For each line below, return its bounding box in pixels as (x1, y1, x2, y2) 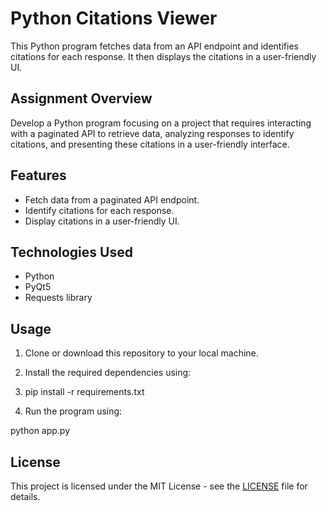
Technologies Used (10, 243, 133, 261)
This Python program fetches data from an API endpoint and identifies (10, 40, 299, 52)
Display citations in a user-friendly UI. (24, 215, 180, 227)
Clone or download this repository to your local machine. (24, 347, 259, 359)
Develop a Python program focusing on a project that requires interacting (10, 117, 312, 129)
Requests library (24, 292, 93, 304)
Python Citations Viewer (10, 7, 218, 30)
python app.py (10, 425, 71, 437)
